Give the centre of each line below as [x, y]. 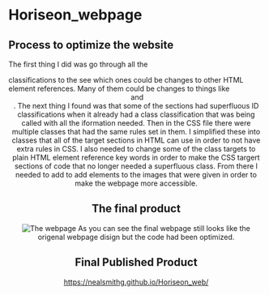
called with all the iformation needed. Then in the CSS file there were [136, 123]
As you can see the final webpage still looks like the [164, 228]
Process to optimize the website [91, 45]
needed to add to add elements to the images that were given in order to [136, 175]
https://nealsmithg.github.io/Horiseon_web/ [136, 282]
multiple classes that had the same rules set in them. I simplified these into [136, 132]
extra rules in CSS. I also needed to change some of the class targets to [136, 149]
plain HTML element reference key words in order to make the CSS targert [136, 157]
